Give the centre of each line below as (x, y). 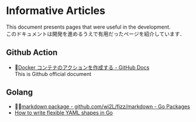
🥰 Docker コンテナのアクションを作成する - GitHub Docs (82, 67)
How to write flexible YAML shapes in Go (63, 113)
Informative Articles (56, 11)
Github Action (32, 53)
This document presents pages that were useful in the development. (88, 27)
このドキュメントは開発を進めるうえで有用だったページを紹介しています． (96, 34)
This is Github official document (53, 74)
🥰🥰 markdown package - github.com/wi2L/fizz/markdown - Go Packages (102, 106)
